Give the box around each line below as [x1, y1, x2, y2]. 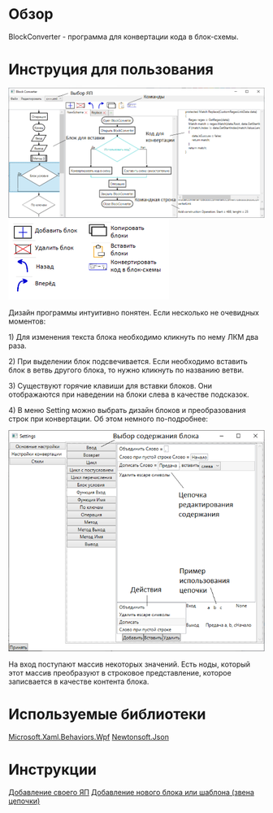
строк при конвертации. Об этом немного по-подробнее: [8, 414, 209, 424]
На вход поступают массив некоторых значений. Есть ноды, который [8, 659, 250, 669]
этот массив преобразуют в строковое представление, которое [8, 668, 232, 678]
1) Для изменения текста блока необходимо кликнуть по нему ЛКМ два [8, 332, 258, 341]
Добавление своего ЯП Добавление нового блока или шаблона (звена [8, 788, 254, 798]
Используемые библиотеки [8, 705, 206, 724]
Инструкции [8, 761, 97, 779]
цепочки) [8, 796, 41, 806]
